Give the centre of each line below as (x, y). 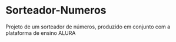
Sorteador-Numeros (56, 10)
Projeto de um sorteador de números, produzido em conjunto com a (88, 27)
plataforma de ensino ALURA (41, 33)
